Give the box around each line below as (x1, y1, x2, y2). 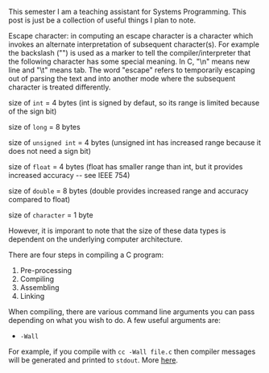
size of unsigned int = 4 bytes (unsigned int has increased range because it (8, 138, 262, 147)
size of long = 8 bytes (8, 122, 81, 131)
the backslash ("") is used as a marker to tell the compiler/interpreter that (8, 48, 251, 57)
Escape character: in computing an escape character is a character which (8, 31, 254, 40)
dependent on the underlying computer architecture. (8, 234, 183, 244)
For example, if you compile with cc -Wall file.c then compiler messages (8, 346, 256, 356)
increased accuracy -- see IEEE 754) (8, 171, 130, 180)
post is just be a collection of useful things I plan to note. (8, 15, 196, 25)
